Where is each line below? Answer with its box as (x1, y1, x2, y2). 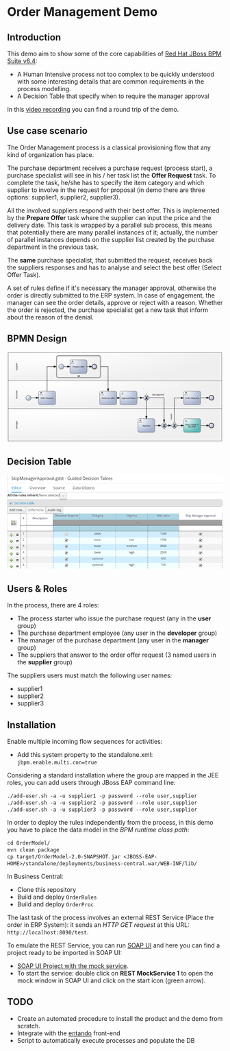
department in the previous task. (7, 243, 99, 251)
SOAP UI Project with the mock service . (16, 962, 129, 970)
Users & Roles (7, 583, 68, 594)
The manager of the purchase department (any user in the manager (16, 636, 209, 644)
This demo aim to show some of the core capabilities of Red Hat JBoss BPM (7, 49, 222, 58)
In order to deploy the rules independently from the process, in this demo (7, 819, 214, 826)
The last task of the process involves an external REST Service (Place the (7, 913, 214, 921)
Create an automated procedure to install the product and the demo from (16, 1014, 223, 1022)
